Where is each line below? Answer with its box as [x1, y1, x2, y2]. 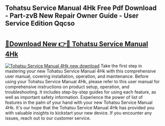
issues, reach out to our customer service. [5, 115, 91, 121]
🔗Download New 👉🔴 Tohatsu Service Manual [5, 39, 148, 48]
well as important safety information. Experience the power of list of [5, 94, 143, 100]
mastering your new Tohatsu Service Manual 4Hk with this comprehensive [5, 68, 156, 74]
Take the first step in [100, 63, 142, 68]
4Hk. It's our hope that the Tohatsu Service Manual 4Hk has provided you [5, 105, 155, 110]
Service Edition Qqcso [5, 19, 75, 28]
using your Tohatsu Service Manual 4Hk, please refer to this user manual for [5, 79, 160, 84]
